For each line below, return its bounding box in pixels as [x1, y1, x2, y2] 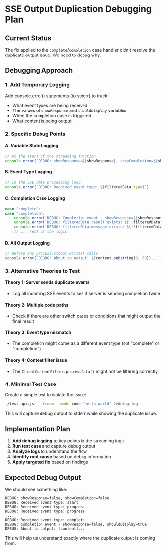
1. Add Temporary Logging [5, 81, 70, 88]
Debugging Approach [5, 66, 73, 75]
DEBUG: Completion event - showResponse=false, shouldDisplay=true [5, 522, 147, 527]
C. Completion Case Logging [5, 195, 65, 201]
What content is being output [12, 118, 72, 124]
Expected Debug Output [5, 473, 81, 482]
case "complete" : [5, 206, 41, 211]
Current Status [5, 34, 52, 42]
